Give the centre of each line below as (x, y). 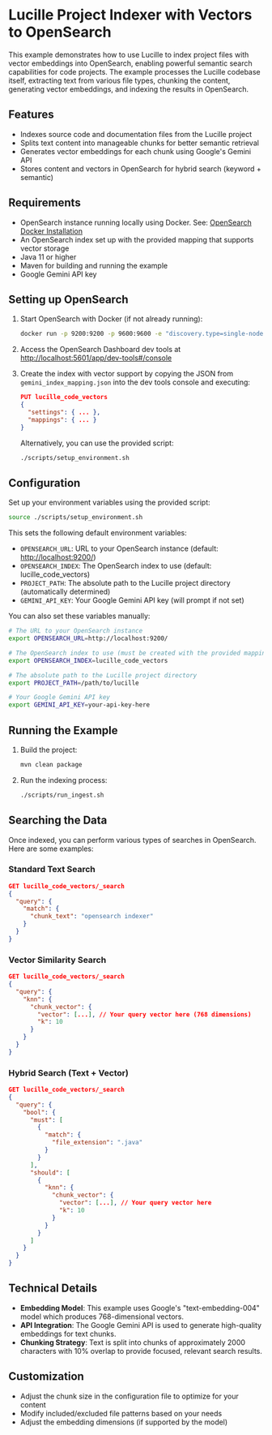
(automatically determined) (65, 592)
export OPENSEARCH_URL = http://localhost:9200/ (88, 638)
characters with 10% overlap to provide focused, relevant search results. (141, 1351)
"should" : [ (50, 1173)
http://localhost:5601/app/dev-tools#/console (96, 358)
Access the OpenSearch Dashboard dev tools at (100, 350)
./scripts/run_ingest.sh (62, 795)
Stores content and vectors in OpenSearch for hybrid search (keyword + (140, 169)
